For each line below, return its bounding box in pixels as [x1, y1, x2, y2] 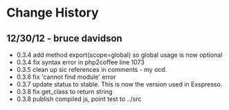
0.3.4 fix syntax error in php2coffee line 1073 [16, 58, 145, 66]
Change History [6, 5, 99, 21]
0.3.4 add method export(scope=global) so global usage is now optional [16, 51, 223, 59]
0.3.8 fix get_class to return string [16, 88, 113, 95]
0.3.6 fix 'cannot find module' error [16, 73, 116, 81]
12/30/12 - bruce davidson [6, 33, 122, 44]
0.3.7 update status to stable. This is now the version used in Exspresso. [16, 80, 223, 88]
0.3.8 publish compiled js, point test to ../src [16, 95, 142, 103]
